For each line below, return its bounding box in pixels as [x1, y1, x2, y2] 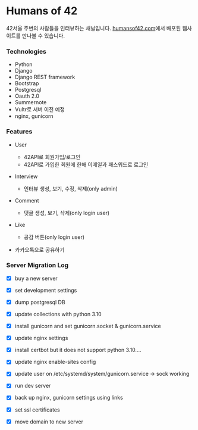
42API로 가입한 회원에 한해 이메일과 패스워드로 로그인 [23, 161, 149, 168]
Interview [14, 173, 38, 180]
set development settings [14, 286, 77, 294]
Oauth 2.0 [14, 92, 40, 99]
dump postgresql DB [14, 298, 65, 306]
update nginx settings [14, 335, 68, 342]
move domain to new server [14, 418, 83, 425]
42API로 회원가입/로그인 [23, 153, 81, 160]
